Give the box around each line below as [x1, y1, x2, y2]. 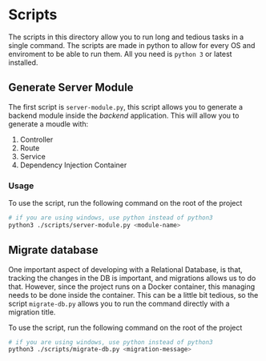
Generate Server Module [8, 81, 134, 94]
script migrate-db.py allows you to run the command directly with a [8, 299, 230, 308]
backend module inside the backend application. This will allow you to [8, 110, 240, 120]
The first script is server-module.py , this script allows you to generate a [8, 102, 243, 111]
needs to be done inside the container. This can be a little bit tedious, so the [8, 290, 259, 299]
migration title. [8, 307, 56, 317]
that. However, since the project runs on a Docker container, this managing [8, 282, 256, 291]
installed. [8, 58, 38, 67]
